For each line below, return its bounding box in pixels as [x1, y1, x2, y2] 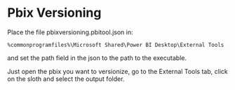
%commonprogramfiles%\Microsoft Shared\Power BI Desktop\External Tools [7, 41, 224, 48]
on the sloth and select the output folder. [7, 75, 125, 83]
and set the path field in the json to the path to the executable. [7, 54, 187, 62]
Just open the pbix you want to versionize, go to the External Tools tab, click [7, 67, 228, 75]
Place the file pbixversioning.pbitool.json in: [7, 28, 133, 36]
